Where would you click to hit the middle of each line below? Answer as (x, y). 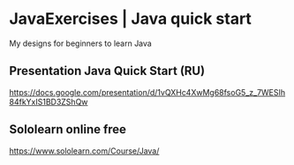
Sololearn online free (68, 129)
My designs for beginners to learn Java (80, 43)
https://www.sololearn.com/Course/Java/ (84, 151)
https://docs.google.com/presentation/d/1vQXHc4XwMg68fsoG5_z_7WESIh (147, 92)
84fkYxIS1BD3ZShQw (49, 101)
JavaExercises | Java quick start (130, 19)
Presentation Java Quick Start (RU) (107, 71)
